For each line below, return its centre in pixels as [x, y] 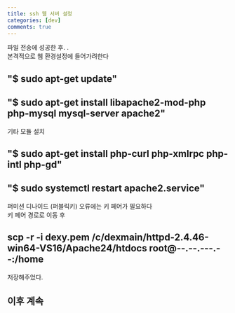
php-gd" [43, 164]
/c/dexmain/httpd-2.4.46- [150, 238]
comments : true [29, 27]
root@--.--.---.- [185, 248]
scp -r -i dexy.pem [48, 238]
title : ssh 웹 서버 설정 [40, 14]
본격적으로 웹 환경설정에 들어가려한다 [58, 56]
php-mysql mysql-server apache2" [87, 114]
